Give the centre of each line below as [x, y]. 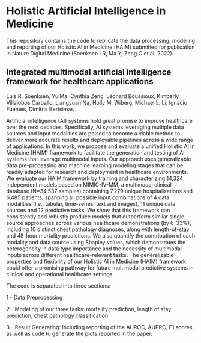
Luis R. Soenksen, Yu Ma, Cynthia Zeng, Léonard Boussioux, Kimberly [93, 96]
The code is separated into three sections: [58, 286]
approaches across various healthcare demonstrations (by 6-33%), [108, 223]
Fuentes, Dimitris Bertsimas [40, 109]
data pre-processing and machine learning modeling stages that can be [95, 165]
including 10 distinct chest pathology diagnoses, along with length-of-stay [98, 229]
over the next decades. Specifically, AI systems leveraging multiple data [95, 127]
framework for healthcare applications [80, 82]
